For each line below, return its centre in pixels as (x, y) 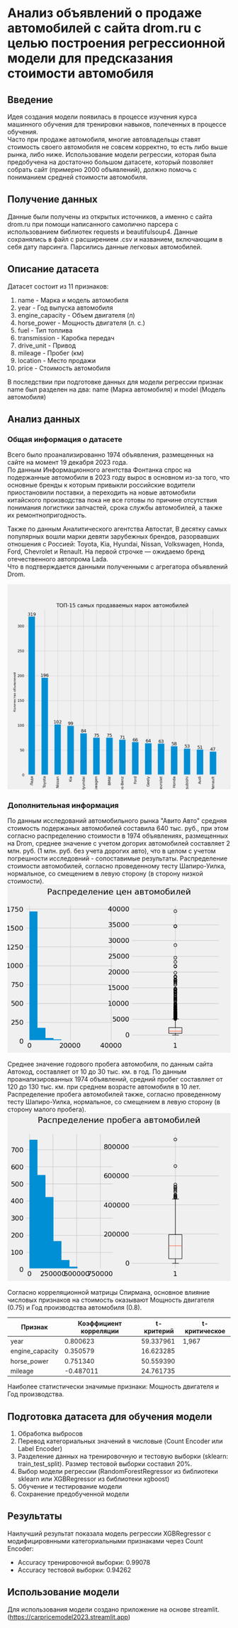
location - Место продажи (57, 360)
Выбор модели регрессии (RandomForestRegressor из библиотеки (118, 1472)
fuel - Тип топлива (45, 330)
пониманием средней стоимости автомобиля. (78, 177)
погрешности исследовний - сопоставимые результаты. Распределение (118, 858)
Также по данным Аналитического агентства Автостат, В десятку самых (117, 529)
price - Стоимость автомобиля (64, 368)
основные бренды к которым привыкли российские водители (101, 485)
